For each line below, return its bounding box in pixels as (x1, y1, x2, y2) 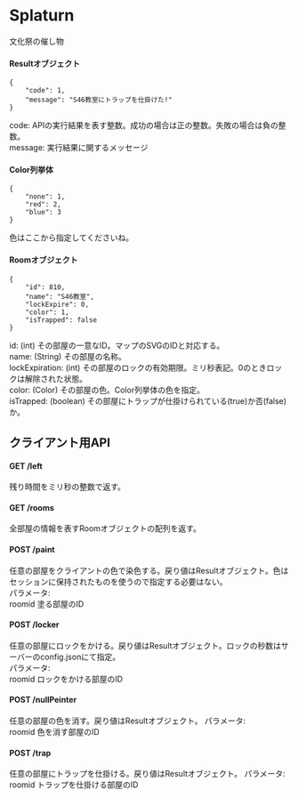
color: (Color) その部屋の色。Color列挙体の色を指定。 (9, 384, 205, 395)
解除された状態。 (24, 373, 87, 383)
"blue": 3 (25, 208, 62, 217)
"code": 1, (25, 86, 66, 95)
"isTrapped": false (25, 315, 98, 325)
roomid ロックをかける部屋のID (9, 673, 123, 684)
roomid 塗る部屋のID (9, 598, 85, 609)
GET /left (9, 460, 43, 472)
